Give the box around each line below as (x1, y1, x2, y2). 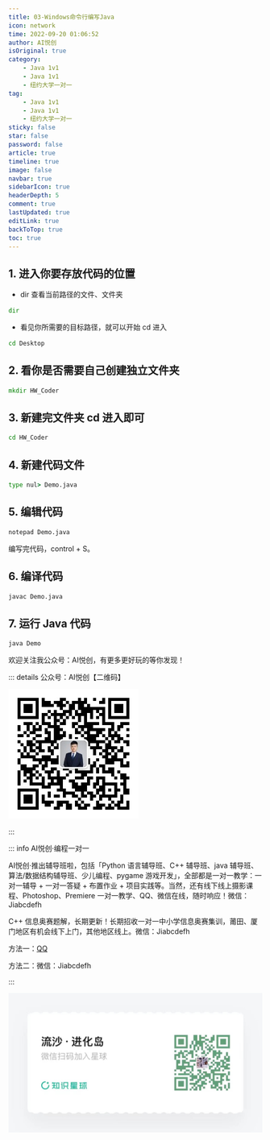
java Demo (8, 640, 42, 648)
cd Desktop (8, 339, 45, 348)
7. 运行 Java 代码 (8, 616, 91, 630)
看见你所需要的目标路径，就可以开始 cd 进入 (19, 322, 168, 332)
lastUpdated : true (8, 209, 70, 217)
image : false (8, 166, 52, 174)
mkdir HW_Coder (8, 387, 60, 395)
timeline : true (8, 157, 60, 165)
